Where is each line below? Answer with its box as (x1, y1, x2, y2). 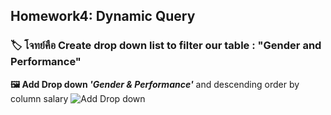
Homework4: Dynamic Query (10, 8, 196, 25)
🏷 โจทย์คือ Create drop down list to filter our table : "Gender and (10, 39, 322, 53)
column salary (10, 92, 69, 104)
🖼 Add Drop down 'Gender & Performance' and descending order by (10, 78, 300, 90)
